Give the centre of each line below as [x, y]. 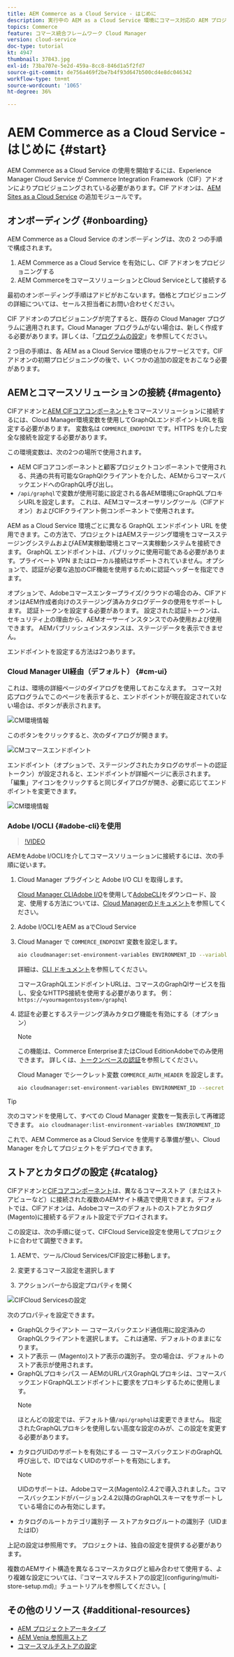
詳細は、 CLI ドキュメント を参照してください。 [84, 970]
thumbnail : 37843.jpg [39, 60]
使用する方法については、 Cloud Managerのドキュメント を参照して [125, 903]
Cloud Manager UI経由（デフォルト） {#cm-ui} [87, 671]
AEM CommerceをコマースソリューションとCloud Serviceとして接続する [122, 280]
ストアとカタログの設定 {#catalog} [83, 1172]
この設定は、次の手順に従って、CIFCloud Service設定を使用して [100, 1231]
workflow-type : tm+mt [39, 79]
